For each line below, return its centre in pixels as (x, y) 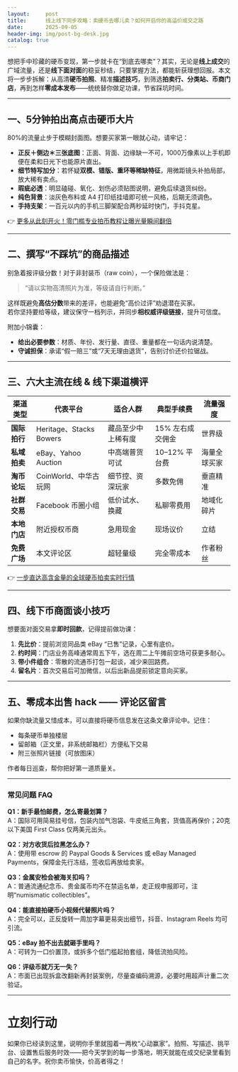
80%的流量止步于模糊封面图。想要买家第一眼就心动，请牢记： (98, 137)
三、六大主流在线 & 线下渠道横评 (78, 382)
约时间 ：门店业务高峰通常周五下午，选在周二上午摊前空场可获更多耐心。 (123, 653)
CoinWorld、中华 (64, 476)
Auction (49, 462)
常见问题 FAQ (30, 795)
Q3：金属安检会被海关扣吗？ (49, 878)
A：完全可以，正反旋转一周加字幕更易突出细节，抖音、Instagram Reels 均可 (118, 919)
